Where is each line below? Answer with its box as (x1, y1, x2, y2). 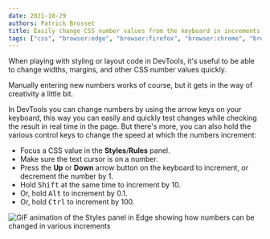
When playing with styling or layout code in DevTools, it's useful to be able (8, 56, 256, 66)
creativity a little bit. (8, 89, 74, 99)
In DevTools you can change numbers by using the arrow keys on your (8, 105, 242, 114)
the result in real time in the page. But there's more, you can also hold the (8, 122, 252, 131)
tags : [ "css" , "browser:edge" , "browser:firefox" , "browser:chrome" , (8, 34, 247, 43)
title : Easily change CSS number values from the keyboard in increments (8, 27, 261, 35)
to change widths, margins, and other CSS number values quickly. (8, 65, 227, 75)
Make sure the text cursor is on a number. (19, 155, 158, 164)
